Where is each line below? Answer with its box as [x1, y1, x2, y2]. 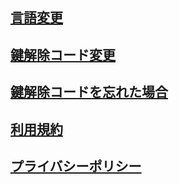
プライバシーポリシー [10, 158, 142, 175]
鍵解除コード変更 [10, 46, 116, 63]
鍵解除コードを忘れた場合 [10, 84, 168, 101]
